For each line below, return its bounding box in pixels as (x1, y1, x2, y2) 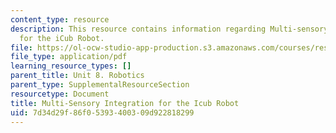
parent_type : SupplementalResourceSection (10, 80, 190, 90)
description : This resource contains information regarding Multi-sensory (10, 24, 329, 34)
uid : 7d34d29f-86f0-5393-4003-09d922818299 (10, 107, 195, 118)
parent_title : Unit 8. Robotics (10, 71, 145, 81)
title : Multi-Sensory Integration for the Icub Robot (10, 98, 240, 108)
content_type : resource (10, 14, 110, 25)
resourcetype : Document (10, 89, 110, 99)
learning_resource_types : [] (10, 61, 132, 71)
